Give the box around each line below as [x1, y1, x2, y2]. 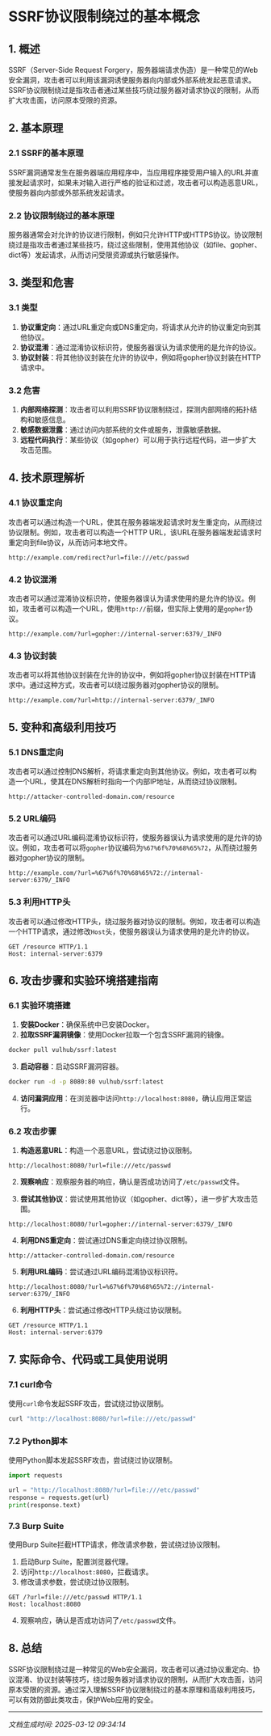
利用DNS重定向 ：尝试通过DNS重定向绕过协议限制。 [19, 1235, 192, 1245]
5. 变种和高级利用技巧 [8, 720, 116, 734]
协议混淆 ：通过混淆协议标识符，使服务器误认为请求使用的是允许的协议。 [19, 342, 261, 352]
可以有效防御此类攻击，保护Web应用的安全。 [8, 1695, 158, 1704]
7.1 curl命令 [8, 1379, 52, 1390]
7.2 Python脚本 [8, 1435, 68, 1447]
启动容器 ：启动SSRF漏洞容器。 [19, 1062, 123, 1071]
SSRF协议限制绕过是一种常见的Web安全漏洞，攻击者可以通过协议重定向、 [8, 1664, 254, 1674]
